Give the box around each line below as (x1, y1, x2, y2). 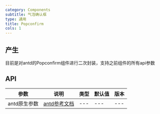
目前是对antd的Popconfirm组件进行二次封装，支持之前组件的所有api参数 (5, 59, 155, 65)
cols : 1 (5, 26, 22, 31)
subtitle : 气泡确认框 (5, 12, 47, 17)
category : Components (5, 7, 51, 12)
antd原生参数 (8, 100, 39, 107)
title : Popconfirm (5, 21, 44, 26)
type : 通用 (5, 16, 27, 21)
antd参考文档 (43, 100, 74, 107)
